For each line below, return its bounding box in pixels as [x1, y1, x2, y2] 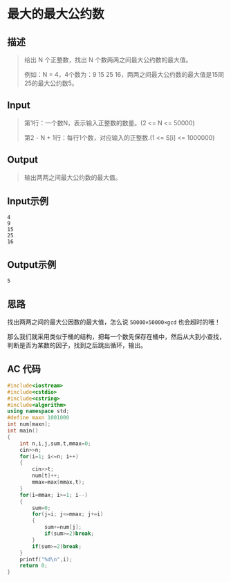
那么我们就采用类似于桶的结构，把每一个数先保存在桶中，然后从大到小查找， [7, 333, 225, 341]
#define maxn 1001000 [7, 415, 70, 421]
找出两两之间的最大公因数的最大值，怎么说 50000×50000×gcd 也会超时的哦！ [7, 318, 221, 326]
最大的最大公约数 [7, 6, 105, 22]
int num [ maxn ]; [7, 421, 51, 428]
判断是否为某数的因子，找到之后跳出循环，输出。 [7, 341, 147, 349]
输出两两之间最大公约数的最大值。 [24, 173, 122, 181]
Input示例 [7, 195, 48, 208]
